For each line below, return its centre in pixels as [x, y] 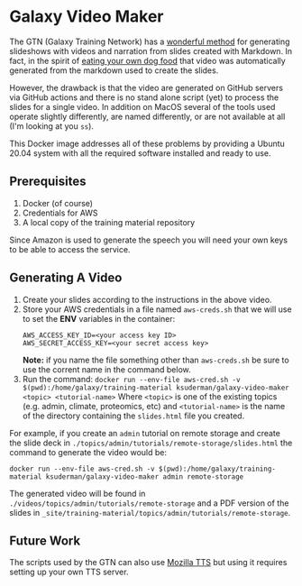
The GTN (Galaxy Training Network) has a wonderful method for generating [150, 41]
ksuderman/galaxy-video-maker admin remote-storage [145, 476]
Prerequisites [48, 182]
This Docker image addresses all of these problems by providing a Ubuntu [147, 143]
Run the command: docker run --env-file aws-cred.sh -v [131, 379]
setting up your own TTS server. [69, 572]
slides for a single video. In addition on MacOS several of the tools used [142, 106]
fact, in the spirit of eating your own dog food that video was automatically [147, 60]
